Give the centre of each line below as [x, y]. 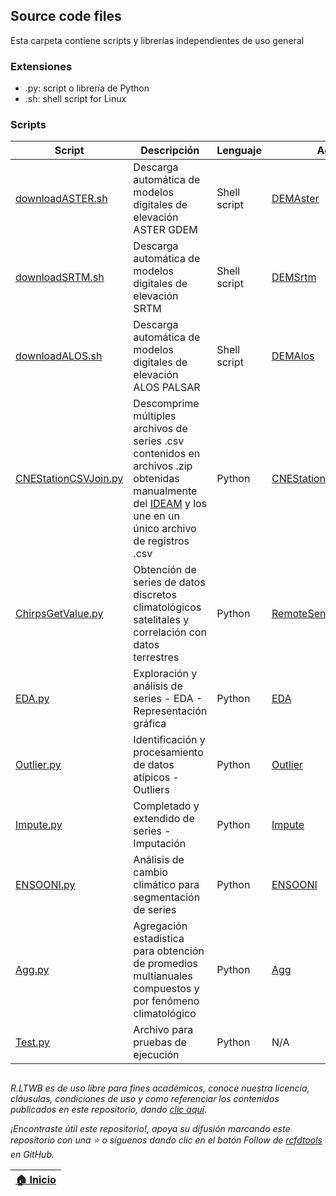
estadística [159, 939]
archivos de [160, 429]
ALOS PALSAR [167, 387]
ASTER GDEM [165, 230]
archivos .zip [163, 466]
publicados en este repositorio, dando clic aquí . [109, 1109]
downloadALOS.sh [59, 356]
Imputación [160, 844]
